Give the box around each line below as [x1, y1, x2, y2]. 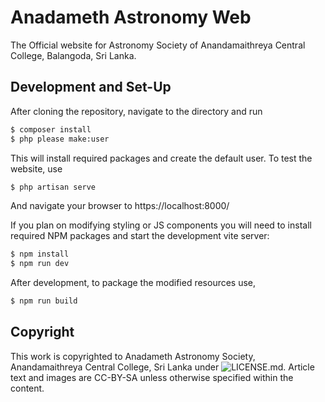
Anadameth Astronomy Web [10, 6, 252, 29]
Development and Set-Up [10, 79, 172, 96]
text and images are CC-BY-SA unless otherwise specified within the [10, 371, 294, 383]
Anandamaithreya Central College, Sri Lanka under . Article [10, 361, 315, 373]
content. [10, 382, 45, 394]
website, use [10, 162, 63, 175]
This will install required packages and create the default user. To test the [10, 152, 313, 164]
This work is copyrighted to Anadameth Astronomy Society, [10, 350, 256, 362]
